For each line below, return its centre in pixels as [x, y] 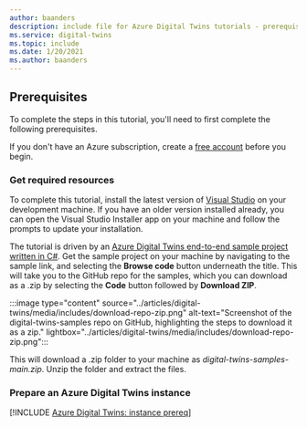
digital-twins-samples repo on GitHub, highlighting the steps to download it [151, 323]
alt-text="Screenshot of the [240, 313]
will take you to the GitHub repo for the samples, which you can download [148, 276]
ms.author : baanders [49, 60]
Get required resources [62, 180]
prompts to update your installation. [76, 229]
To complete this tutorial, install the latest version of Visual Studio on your [148, 200]
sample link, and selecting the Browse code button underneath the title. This [153, 266]
